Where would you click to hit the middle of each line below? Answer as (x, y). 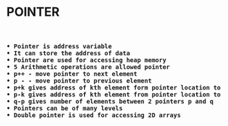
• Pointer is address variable (59, 46)
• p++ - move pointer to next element (72, 74)
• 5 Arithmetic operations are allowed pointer (88, 67)
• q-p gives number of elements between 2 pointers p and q (110, 101)
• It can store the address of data (68, 53)
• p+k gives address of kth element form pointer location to (114, 87)
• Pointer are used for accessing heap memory (86, 60)
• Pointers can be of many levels (65, 108)
